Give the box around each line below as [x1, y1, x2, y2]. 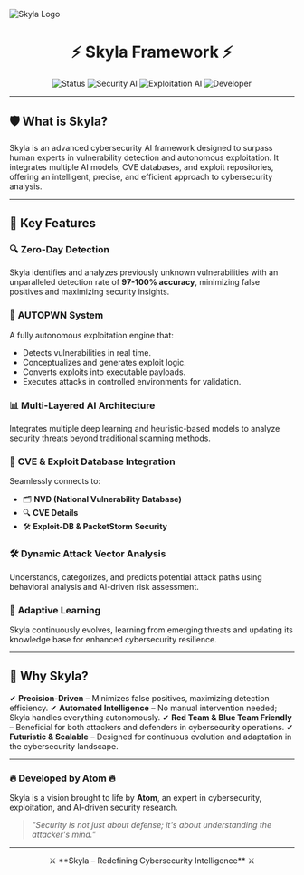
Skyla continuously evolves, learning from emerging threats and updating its [9, 624, 294, 635]
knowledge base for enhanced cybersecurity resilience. [9, 633, 217, 644]
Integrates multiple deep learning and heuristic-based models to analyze [9, 423, 280, 434]
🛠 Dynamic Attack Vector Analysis [9, 547, 166, 560]
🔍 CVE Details [22, 508, 79, 518]
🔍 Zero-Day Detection [9, 243, 110, 256]
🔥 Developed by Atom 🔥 [9, 772, 116, 785]
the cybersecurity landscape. [9, 740, 119, 751]
